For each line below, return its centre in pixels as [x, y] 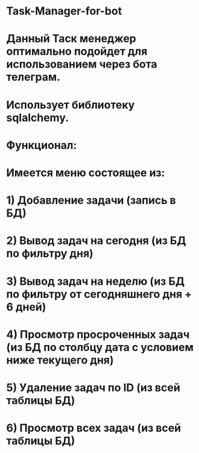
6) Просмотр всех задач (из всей [94, 428]
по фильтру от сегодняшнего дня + [99, 294]
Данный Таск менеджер [71, 39]
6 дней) [26, 307]
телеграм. [33, 77]
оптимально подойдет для [77, 52]
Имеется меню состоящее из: [86, 173]
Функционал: [42, 145]
